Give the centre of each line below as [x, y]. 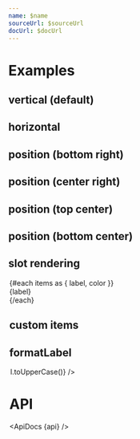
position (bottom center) [71, 236]
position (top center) [61, 209]
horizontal [34, 127]
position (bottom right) [66, 154]
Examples [42, 70]
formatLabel [40, 353]
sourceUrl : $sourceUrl [46, 23]
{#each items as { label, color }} [62, 283]
